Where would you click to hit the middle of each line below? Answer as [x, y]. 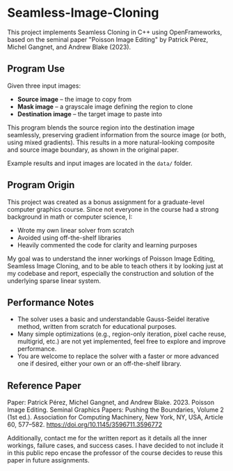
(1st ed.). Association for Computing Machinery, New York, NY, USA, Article [115, 417]
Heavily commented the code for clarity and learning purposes [107, 245]
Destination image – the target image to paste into [89, 114]
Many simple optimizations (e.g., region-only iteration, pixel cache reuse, [122, 334]
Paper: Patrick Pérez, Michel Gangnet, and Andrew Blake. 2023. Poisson [111, 403]
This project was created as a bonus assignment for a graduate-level [106, 202]
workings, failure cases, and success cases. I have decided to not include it [115, 446]
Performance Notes [51, 302]
